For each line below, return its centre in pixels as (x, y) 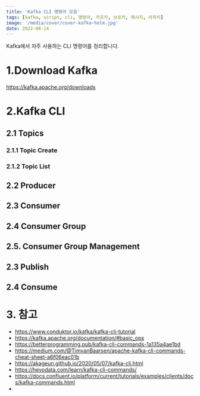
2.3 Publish (28, 267)
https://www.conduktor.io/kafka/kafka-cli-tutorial (75, 331)
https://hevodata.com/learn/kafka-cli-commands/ (76, 369)
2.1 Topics (25, 133)
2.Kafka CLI (36, 111)
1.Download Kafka (52, 71)
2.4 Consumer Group (46, 226)
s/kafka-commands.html (45, 382)
